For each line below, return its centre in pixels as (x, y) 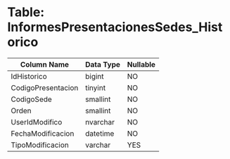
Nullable (141, 64)
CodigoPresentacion (45, 87)
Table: (26, 12)
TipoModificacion (40, 145)
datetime (100, 133)
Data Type (103, 64)
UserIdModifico (37, 122)
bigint (95, 76)
